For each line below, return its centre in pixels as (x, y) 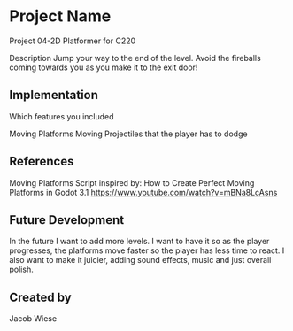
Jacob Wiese (33, 319)
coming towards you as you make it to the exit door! (104, 67)
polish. (21, 269)
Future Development (67, 220)
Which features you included (62, 116)
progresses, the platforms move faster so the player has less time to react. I (147, 250)
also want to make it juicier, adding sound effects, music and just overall (140, 260)
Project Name (60, 16)
